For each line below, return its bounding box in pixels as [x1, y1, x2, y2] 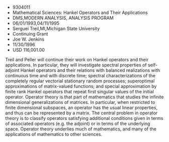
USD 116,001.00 [12, 47, 45, 53]
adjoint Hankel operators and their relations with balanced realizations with [5, 67, 160, 73]
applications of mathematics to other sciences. [5, 131, 103, 137]
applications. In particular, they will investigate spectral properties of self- [5, 62, 157, 68]
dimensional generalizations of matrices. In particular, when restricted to [5, 99, 155, 105]
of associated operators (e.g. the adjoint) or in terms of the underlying [5, 120, 150, 126]
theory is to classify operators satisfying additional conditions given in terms [5, 115, 163, 121]
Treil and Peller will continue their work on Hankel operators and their [5, 57, 149, 62]
